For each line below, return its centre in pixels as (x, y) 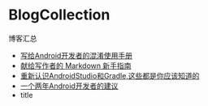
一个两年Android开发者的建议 (69, 86)
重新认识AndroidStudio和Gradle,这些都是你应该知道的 (110, 75)
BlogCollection (59, 15)
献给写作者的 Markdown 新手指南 (76, 66)
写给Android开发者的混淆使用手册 (76, 55)
